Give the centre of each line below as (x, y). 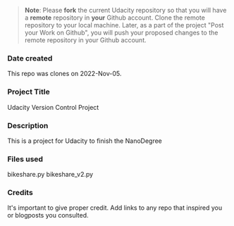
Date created (30, 58)
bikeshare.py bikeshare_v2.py (50, 175)
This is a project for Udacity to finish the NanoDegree (85, 141)
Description (28, 125)
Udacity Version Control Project (53, 107)
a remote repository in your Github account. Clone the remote (115, 18)
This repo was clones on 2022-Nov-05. (64, 74)
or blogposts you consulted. (48, 215)
